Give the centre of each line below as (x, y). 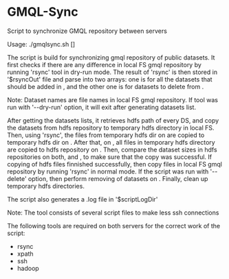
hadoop (28, 268)
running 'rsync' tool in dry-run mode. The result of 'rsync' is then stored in (112, 72)
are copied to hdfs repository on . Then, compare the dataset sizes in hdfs (112, 149)
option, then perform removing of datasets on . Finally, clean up (118, 178)
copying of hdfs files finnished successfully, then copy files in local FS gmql (115, 164)
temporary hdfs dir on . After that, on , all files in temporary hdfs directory (111, 142)
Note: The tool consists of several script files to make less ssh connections (113, 213)
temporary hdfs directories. (46, 186)
